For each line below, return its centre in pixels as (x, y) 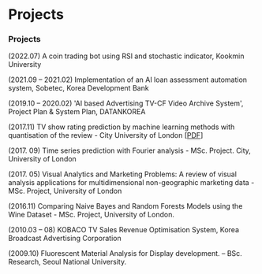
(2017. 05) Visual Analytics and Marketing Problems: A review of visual (122, 174)
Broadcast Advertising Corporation (65, 239)
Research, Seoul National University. (67, 262)
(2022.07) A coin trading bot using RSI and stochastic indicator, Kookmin (126, 56)
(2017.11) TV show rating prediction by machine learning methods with (122, 127)
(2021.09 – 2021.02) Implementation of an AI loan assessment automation (127, 80)
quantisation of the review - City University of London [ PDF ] (106, 135)
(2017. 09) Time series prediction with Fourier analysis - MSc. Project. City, (129, 150)
